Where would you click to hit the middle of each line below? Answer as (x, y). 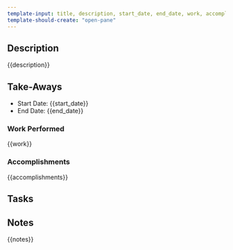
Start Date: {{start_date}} (53, 103)
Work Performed (36, 129)
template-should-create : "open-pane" (62, 20)
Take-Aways (35, 86)
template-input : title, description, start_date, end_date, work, (105, 14)
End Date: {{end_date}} (50, 111)
